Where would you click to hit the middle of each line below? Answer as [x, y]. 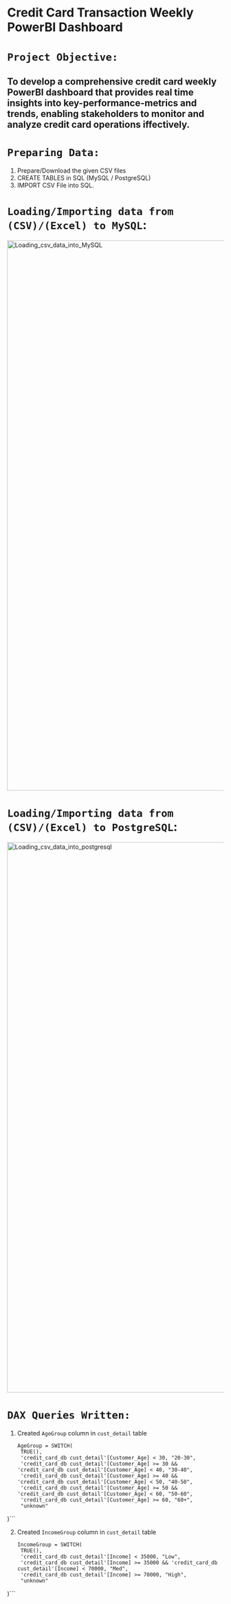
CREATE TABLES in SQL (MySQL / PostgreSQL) [84, 177]
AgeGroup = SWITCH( [45, 1446]
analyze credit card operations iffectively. [99, 124]
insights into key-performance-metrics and [102, 103]
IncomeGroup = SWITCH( [49, 1545]
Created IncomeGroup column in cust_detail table [87, 1532]
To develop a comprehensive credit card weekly [112, 82]
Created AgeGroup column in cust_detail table [82, 1433]
